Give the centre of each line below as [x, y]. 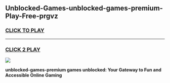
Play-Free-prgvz [32, 16]
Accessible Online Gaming [34, 75]
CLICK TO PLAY [25, 31]
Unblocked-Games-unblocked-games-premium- [84, 8]
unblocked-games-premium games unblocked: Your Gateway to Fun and [83, 69]
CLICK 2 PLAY [23, 49]
